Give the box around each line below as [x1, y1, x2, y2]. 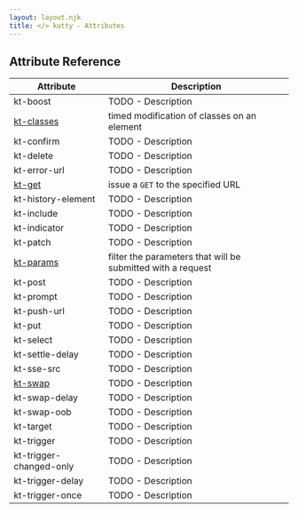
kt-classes [13, 115, 59, 128]
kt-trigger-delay [13, 475, 84, 487]
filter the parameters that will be [107, 250, 241, 263]
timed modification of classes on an [107, 110, 257, 122]
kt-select [13, 334, 53, 346]
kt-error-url [13, 164, 65, 177]
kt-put [13, 320, 42, 332]
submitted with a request [107, 262, 212, 274]
